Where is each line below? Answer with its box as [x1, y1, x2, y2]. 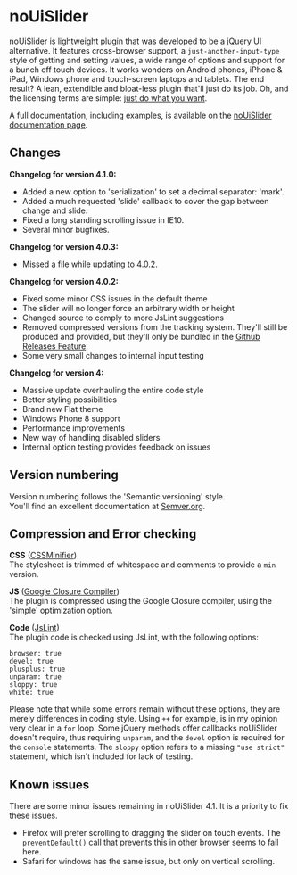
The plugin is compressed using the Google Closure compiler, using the [9, 596, 272, 607]
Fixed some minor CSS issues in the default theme [21, 293, 208, 304]
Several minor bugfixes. [21, 224, 110, 235]
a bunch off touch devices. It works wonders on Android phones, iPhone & [9, 64, 283, 75]
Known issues [9, 777, 90, 792]
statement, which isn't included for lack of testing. [9, 751, 194, 762]
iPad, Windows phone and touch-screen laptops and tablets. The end [9, 73, 265, 84]
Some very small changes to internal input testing [21, 350, 205, 360]
